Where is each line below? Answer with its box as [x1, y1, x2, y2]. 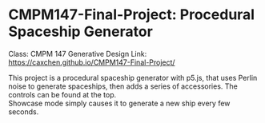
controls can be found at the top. [8, 89, 117, 99]
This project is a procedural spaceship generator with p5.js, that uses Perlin [8, 73, 258, 82]
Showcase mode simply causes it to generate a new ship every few [8, 98, 231, 108]
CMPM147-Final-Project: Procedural [8, 6, 255, 24]
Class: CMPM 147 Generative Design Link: [8, 49, 147, 58]
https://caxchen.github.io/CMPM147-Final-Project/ [8, 58, 175, 67]
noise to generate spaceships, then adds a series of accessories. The [8, 81, 238, 91]
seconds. [8, 106, 39, 117]
